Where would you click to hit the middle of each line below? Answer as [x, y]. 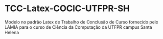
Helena [12, 32]
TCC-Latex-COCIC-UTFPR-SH [67, 9]
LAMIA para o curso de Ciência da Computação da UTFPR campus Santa [78, 27]
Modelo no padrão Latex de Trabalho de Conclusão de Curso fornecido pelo [81, 22]
